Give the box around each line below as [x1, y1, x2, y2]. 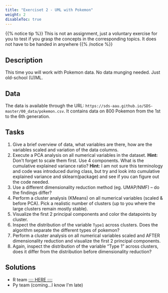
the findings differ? [12, 190, 52, 196]
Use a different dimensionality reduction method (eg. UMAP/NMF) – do [12, 184, 160, 190]
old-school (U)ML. [5, 75, 43, 81]
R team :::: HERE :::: [12, 276, 53, 282]
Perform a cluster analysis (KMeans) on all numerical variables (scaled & [12, 195, 163, 201]
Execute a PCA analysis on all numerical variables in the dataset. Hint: [12, 152, 158, 158]
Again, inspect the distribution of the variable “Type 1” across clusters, [12, 243, 158, 249]
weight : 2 [5, 12, 26, 17]
